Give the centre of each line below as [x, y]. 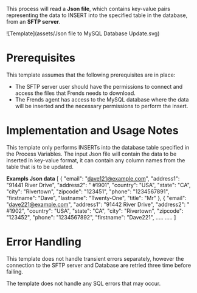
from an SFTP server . [33, 22]
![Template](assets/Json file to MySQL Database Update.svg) [83, 33]
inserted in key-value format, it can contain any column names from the [96, 160]
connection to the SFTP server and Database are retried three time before [99, 265]
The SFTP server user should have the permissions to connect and [99, 86]
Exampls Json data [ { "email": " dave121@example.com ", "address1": [93, 178]
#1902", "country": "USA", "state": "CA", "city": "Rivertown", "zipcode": [95, 211]
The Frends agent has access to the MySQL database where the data [102, 99]
